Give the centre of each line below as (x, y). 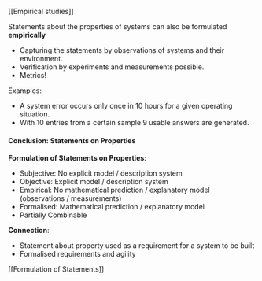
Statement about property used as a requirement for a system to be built (137, 246)
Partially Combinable (53, 215)
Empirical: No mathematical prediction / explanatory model (114, 190)
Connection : (29, 231)
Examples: (25, 91)
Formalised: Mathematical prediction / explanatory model (112, 207)
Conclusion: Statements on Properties (72, 140)
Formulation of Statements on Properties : (77, 158)
